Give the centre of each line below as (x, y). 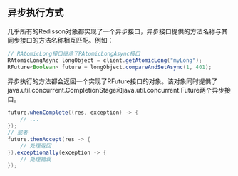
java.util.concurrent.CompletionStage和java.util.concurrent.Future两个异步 (116, 90)
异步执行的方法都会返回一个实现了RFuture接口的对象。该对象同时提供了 (113, 81)
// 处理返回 (36, 146)
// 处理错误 (36, 159)
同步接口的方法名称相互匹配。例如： (61, 40)
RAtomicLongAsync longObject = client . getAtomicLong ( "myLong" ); (105, 60)
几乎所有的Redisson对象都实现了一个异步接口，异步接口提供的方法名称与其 (118, 31)
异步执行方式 (36, 13)
